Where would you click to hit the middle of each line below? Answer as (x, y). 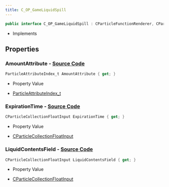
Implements (25, 33)
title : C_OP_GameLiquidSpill (36, 10)
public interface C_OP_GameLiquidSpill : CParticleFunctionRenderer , (80, 24)
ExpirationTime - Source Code (43, 106)
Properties (22, 49)
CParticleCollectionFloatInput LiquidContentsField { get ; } (71, 160)
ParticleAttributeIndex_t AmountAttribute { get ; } (60, 74)
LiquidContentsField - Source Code (49, 149)
